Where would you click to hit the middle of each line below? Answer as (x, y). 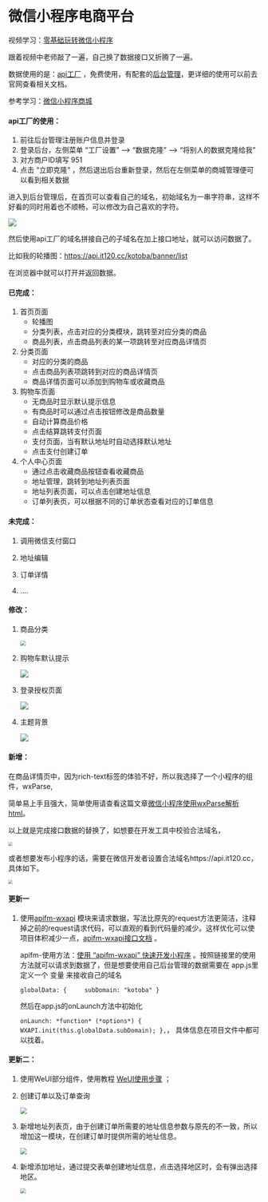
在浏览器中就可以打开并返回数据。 (64, 273)
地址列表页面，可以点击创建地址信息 (91, 491)
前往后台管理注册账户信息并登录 (72, 140)
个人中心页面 (41, 462)
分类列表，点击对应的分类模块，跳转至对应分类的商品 (119, 331)
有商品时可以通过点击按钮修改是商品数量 (98, 411)
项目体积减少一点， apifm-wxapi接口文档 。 (91, 938)
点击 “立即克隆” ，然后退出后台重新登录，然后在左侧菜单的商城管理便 (133, 170)
